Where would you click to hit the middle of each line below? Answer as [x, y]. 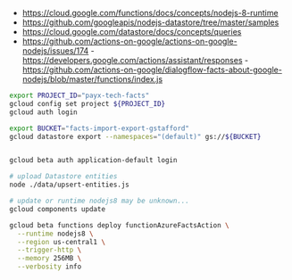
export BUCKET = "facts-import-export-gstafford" [100, 128]
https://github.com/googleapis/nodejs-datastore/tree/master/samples [150, 22]
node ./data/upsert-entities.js [69, 185]
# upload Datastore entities [63, 177]
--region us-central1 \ [61, 242]
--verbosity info [50, 267]
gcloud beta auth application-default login [93, 161]
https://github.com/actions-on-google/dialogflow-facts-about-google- [152, 70]
